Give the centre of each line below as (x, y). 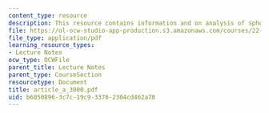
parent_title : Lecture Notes (57, 68)
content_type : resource (48, 16)
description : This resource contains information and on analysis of (127, 23)
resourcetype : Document (48, 82)
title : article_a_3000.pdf (53, 90)
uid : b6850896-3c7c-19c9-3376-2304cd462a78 (82, 97)
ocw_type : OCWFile (39, 60)
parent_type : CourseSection (55, 75)
